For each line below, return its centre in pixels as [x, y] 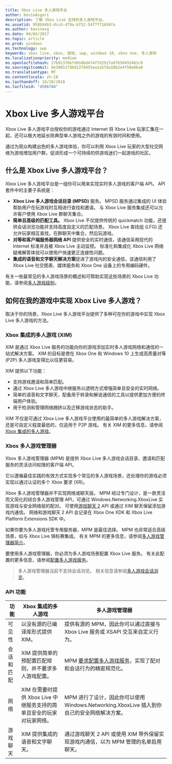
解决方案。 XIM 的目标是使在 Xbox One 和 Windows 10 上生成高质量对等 [90, 353]
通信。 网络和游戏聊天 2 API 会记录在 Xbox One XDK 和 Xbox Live [83, 512]
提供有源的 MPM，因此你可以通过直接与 [112, 624]
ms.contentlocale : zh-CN [32, 77]
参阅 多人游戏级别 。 [39, 283]
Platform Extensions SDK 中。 [37, 519]
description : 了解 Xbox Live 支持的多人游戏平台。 [56, 20]
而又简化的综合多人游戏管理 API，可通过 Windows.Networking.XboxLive [81, 499]
